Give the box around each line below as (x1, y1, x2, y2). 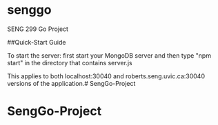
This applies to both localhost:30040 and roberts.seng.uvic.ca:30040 (7, 71, 206, 80)
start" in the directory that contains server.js (7, 58, 132, 67)
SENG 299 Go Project (7, 25, 69, 33)
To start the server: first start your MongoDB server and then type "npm (7, 51, 212, 60)
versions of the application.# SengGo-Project (7, 79, 136, 87)
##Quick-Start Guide (7, 38, 66, 46)
